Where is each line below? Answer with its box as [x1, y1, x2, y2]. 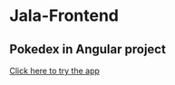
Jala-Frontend [9, 5, 120, 26]
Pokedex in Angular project [9, 42, 166, 57]
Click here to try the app [9, 65, 100, 76]
